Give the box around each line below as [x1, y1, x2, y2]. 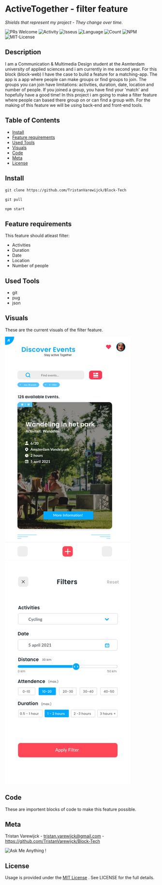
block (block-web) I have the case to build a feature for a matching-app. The [5, 71, 158, 77]
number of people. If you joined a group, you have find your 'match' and [5, 86, 148, 93]
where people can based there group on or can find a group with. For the [5, 97, 151, 103]
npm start [5, 207, 25, 212]
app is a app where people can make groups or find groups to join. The [5, 76, 147, 82]
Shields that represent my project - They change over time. [5, 19, 123, 25]
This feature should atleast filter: [5, 233, 70, 239]
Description [5, 48, 41, 56]
